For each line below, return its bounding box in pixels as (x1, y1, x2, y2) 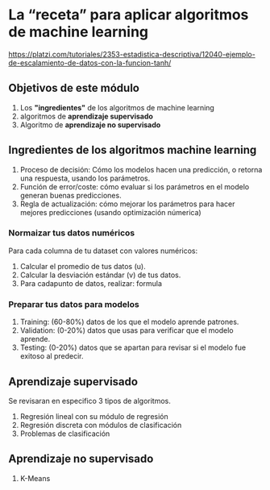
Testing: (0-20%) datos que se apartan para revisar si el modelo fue (19, 343, 247, 352)
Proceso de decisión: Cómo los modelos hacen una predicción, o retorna (19, 164, 263, 174)
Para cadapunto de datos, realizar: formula (19, 278, 163, 288)
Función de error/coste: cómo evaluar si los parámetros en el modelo (19, 181, 250, 191)
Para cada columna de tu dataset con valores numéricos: (8, 246, 198, 255)
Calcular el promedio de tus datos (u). (19, 261, 147, 271)
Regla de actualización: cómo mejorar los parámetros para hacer (19, 199, 235, 209)
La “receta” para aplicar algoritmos (8, 6, 249, 24)
